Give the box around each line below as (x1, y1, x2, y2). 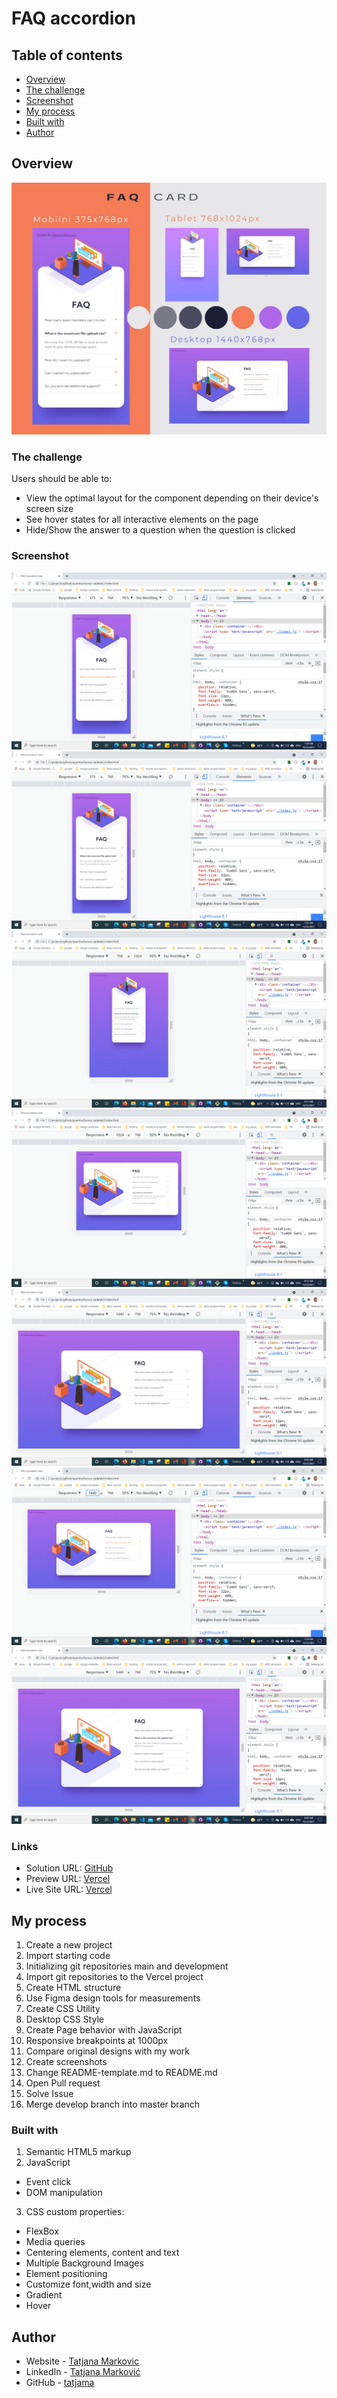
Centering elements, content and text (25, 2247, 180, 2259)
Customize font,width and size (25, 2278, 152, 2291)
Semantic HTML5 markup (25, 2146, 132, 2158)
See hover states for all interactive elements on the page (25, 513, 259, 526)
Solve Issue (25, 2088, 74, 2100)
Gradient (25, 2289, 63, 2301)
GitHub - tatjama (25, 2377, 95, 2389)
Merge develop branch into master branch (25, 2098, 201, 2111)
